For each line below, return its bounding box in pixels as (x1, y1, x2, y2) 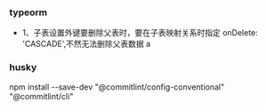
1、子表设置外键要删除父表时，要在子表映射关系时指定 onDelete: (21, 27, 258, 38)
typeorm (9, 6, 48, 19)
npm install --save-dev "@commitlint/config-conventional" (9, 82, 225, 92)
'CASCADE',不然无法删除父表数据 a (21, 38, 151, 50)
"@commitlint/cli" (9, 90, 74, 101)
